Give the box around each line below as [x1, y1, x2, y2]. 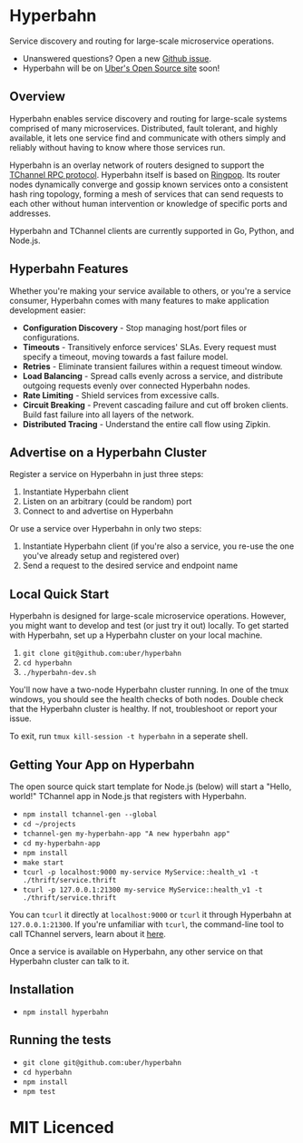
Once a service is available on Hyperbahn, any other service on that [9, 946, 263, 957]
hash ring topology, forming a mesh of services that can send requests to [9, 188, 284, 200]
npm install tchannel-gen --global [22, 810, 158, 819]
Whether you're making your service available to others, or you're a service [9, 285, 292, 296]
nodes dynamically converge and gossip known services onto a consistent [9, 179, 288, 190]
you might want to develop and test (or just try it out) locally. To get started [9, 620, 288, 631]
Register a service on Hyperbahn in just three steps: [9, 469, 204, 480]
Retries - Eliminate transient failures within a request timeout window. [22, 360, 283, 372]
